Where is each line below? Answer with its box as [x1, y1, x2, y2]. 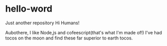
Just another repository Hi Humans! [5, 20, 80, 26]
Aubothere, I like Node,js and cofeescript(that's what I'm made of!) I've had [5, 29, 162, 35]
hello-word [5, 3, 53, 15]
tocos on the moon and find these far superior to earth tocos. [5, 35, 133, 41]
